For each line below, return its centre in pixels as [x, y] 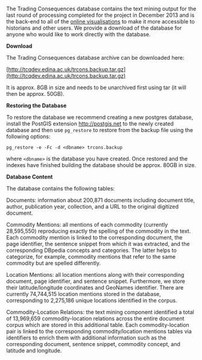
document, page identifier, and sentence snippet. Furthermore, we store [96, 281]
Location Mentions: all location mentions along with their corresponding [95, 275]
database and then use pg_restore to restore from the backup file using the [100, 130]
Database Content [30, 177]
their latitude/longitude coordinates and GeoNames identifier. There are [95, 288]
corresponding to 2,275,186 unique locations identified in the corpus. [92, 300]
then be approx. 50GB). [35, 94]
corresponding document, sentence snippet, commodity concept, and [93, 344]
